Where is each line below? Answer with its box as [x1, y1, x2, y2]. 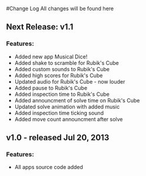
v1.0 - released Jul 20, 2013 [6, 132, 109, 143]
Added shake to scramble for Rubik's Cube [14, 59, 119, 67]
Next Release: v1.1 [6, 22, 74, 32]
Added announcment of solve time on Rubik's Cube [14, 97, 140, 104]
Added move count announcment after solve [14, 115, 123, 122]
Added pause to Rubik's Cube [14, 84, 88, 91]
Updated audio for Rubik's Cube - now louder [14, 78, 125, 85]
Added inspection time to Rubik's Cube [14, 91, 110, 98]
